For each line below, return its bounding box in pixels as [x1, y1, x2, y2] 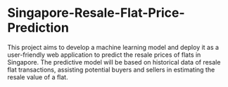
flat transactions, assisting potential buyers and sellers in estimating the [7, 65, 215, 74]
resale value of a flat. [7, 72, 68, 81]
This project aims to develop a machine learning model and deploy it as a [7, 43, 220, 51]
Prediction [7, 20, 69, 36]
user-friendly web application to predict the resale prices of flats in [7, 51, 201, 59]
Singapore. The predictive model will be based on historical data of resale [7, 58, 221, 66]
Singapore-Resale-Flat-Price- [7, 5, 185, 21]
